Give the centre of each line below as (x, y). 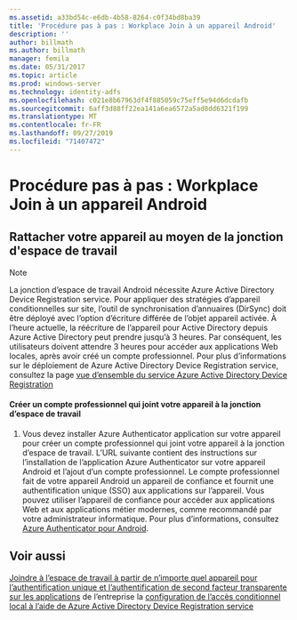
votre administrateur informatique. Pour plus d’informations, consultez (150, 519)
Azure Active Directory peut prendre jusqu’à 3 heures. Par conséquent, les (145, 337)
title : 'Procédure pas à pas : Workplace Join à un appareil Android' (143, 26)
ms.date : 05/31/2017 (48, 68)
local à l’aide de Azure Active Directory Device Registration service (132, 606)
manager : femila (39, 59)
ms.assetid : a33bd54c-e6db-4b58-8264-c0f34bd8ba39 (105, 17)
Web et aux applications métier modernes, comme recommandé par (147, 509)
